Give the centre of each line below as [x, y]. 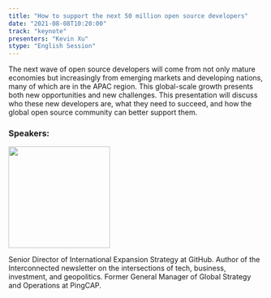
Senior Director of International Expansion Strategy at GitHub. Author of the [134, 260]
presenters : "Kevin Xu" [49, 39]
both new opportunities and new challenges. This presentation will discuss [133, 95]
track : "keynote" [38, 31]
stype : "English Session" [52, 46]
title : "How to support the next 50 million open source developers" [129, 16]
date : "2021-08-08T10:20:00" [58, 24]
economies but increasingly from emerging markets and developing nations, [136, 78]
